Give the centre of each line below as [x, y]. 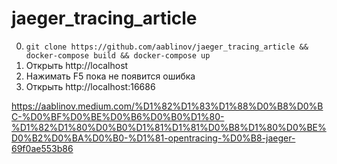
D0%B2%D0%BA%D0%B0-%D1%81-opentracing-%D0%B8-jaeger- [153, 138]
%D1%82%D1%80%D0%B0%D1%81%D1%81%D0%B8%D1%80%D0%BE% [169, 127]
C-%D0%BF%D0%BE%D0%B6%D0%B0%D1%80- [118, 116]
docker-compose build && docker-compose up [118, 55]
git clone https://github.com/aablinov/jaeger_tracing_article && [167, 47]
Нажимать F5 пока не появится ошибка [110, 76]
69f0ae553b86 [42, 148]
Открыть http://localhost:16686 [90, 86]
